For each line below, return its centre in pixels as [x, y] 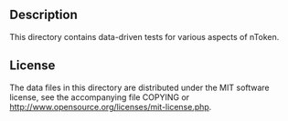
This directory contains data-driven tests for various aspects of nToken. [144, 36]
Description [43, 15]
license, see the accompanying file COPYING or [100, 97]
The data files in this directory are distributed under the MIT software [139, 87]
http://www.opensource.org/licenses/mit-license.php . [111, 106]
